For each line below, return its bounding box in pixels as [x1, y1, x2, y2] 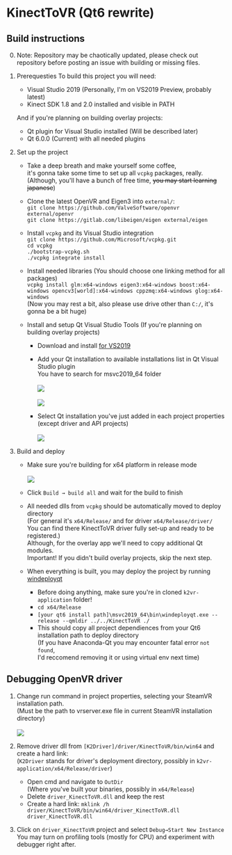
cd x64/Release [37, 604, 81, 611]
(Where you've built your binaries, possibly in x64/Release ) [26, 785, 195, 793]
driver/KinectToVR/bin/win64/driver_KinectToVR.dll [26, 807, 180, 814]
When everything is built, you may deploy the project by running [26, 567, 211, 575]
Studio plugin [37, 362, 76, 370]
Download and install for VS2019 [37, 342, 131, 349]
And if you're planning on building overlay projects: [16, 113, 163, 122]
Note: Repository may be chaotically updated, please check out [16, 51, 199, 59]
